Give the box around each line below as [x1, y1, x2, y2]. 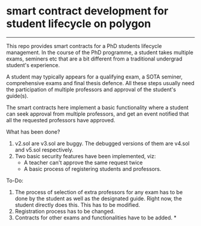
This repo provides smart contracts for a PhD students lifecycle [6, 42, 162, 49]
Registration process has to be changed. [14, 207, 115, 215]
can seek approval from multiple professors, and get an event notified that [6, 110, 190, 117]
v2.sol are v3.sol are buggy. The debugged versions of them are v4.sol [14, 140, 190, 147]
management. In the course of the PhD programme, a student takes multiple [6, 49, 193, 56]
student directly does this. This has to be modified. [14, 201, 141, 208]
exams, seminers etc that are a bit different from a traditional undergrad [6, 55, 182, 62]
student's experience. [6, 61, 60, 68]
